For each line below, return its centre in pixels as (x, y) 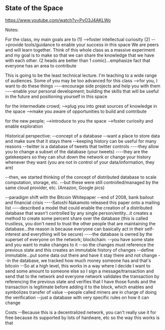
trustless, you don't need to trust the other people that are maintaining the (80, 223)
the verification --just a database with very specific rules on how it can (77, 297)
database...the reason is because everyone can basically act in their (74, 229)
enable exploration (24, 126)
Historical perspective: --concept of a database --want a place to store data (82, 135)
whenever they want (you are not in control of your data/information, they (80, 162)
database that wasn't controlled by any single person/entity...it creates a (79, 213)
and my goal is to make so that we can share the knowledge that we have (80, 55)
